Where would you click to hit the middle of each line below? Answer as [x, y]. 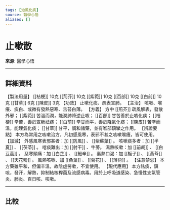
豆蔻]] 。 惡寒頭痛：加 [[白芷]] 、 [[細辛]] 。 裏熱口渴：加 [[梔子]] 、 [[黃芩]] [84, 154]
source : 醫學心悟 [22, 15]
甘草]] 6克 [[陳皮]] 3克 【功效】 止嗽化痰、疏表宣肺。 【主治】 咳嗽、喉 [88, 103]
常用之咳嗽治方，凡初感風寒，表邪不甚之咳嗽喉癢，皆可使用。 [93, 134]
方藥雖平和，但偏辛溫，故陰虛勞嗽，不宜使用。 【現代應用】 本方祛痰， [80, 166]
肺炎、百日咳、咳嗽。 [36, 179]
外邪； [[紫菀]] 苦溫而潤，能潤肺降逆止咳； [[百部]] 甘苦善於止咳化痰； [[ [81, 116]
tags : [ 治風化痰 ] [22, 10]
